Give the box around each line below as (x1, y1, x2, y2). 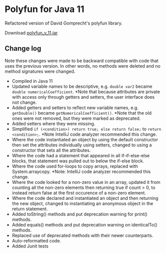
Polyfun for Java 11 (4, 4, 84, 15)
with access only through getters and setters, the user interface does (11, 94, 155, 100)
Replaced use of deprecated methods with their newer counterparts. (11, 232, 153, 238)
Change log (4, 44, 41, 53)
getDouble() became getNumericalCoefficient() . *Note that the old (11, 110, 152, 116)
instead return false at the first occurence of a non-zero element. (11, 189, 146, 196)
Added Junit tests (11, 243, 48, 249)
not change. (11, 99, 37, 105)
